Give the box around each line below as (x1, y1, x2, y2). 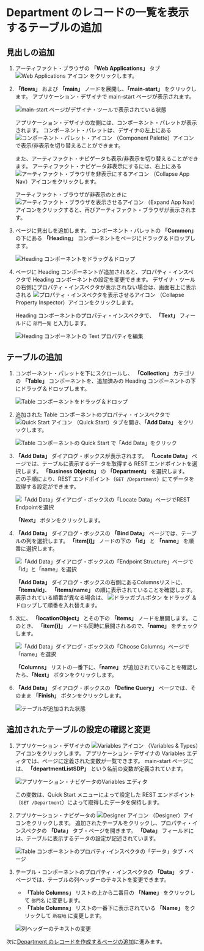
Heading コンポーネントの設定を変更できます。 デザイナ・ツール (32, 276, 195, 283)
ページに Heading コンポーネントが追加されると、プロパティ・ (15, 268, 173, 276)
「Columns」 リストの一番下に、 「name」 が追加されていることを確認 (15, 663, 192, 671)
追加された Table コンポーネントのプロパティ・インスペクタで (15, 411, 171, 418)
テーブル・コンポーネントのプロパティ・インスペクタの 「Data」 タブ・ (15, 868, 195, 876)
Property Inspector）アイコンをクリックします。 (15, 299, 137, 306)
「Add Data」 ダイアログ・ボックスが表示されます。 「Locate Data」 (15, 452, 191, 459)
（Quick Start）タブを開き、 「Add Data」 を (73, 418, 183, 426)
